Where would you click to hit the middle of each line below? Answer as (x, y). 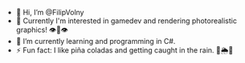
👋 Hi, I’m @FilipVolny (50, 12)
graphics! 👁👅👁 (42, 30)
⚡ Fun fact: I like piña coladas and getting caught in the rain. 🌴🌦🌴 (125, 50)
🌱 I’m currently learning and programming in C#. (96, 41)
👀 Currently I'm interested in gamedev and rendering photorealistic (126, 21)
